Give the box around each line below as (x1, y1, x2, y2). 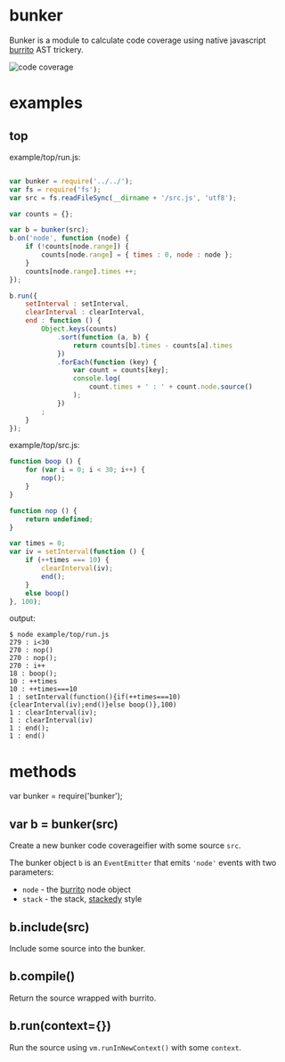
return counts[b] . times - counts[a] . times (72, 340, 233, 350)
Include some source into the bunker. (9, 944, 146, 953)
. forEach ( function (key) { (56, 357, 158, 366)
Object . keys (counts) (41, 324, 118, 334)
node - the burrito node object (21, 884, 132, 895)
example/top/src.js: (9, 440, 80, 451)
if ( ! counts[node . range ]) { (25, 242, 129, 251)
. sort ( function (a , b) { (56, 332, 150, 341)
